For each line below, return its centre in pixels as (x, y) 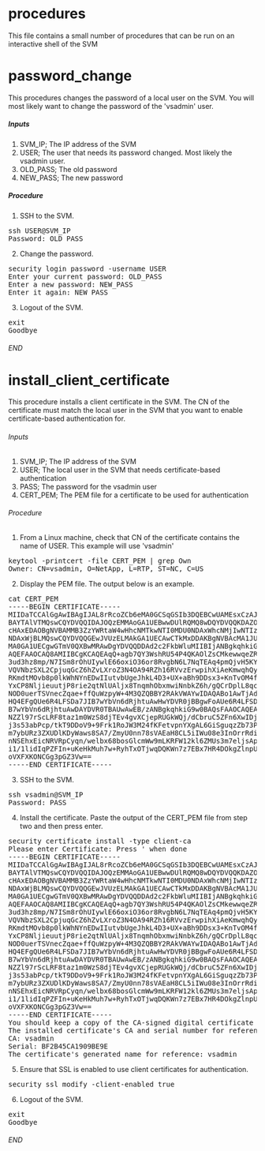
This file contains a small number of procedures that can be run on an (121, 36)
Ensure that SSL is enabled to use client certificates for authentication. (134, 1069)
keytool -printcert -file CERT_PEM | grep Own (100, 561)
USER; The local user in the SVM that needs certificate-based (120, 470)
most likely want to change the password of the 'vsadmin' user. (111, 106)
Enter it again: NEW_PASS (58, 292)
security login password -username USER (88, 268)
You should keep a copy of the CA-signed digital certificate (131, 1022)
